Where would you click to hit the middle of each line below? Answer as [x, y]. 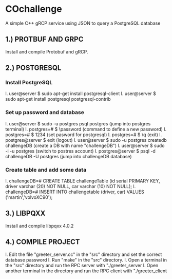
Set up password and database [45, 113]
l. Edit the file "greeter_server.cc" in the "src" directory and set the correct [84, 254]
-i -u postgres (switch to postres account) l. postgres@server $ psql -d [80, 151]
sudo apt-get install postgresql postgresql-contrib [58, 99]
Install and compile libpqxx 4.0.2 [40, 226]
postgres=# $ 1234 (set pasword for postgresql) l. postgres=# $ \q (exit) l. [84, 135]
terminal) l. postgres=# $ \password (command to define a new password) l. [86, 129]
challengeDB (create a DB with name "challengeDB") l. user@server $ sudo [85, 145]
